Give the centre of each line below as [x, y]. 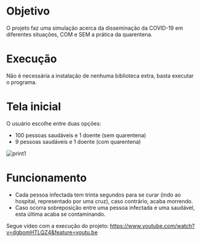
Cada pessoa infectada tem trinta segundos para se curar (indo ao [98, 195]
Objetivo [28, 11]
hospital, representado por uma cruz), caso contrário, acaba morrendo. [104, 201]
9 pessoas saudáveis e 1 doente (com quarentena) [78, 141]
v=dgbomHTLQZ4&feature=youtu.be [52, 232]
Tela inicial [34, 107]
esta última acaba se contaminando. [60, 214]
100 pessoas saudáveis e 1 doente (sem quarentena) [81, 135]
